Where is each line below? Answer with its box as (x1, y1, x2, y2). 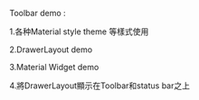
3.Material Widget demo (9, 62, 99, 72)
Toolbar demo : (9, 8, 66, 18)
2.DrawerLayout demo (9, 44, 93, 55)
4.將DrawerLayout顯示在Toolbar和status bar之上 (9, 80, 191, 91)
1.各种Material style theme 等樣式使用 (9, 26, 149, 37)
